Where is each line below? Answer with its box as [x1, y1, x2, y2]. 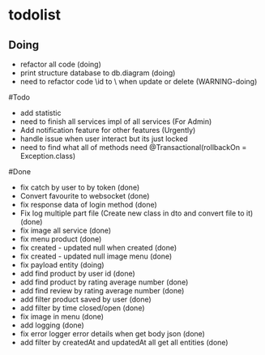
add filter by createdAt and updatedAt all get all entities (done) [19, 338, 229, 347]
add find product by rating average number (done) [19, 277, 189, 287]
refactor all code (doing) [19, 59, 101, 69]
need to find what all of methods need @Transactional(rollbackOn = [19, 143, 247, 152]
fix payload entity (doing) [19, 260, 105, 269]
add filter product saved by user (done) [19, 294, 152, 304]
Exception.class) [19, 152, 76, 160]
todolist [8, 6, 62, 24]
